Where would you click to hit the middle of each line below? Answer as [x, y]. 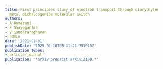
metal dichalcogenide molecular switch [50, 14]
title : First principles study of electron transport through [69, 9]
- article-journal [24, 55]
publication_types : [25, 50]
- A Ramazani [18, 23]
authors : [14, 18]
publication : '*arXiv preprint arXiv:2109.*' [52, 59]
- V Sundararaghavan [26, 32]
